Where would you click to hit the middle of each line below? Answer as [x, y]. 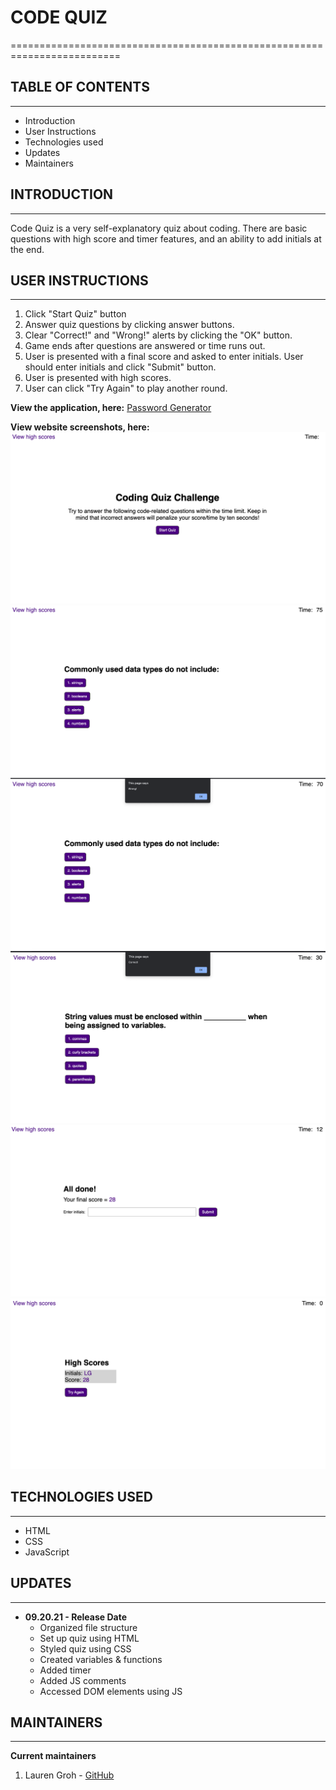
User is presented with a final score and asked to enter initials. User [164, 357]
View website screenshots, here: [80, 427]
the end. [27, 249]
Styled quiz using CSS [85, 1648]
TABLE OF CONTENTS [80, 87]
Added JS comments [83, 1680]
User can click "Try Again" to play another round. [126, 388]
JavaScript [47, 1552]
